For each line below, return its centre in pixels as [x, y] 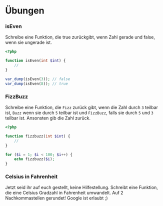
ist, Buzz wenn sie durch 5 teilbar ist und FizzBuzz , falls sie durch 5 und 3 [79, 113]
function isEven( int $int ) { [35, 61]
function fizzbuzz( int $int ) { [38, 136]
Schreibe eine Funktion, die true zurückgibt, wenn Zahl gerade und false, [80, 37]
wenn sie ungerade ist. [29, 42]
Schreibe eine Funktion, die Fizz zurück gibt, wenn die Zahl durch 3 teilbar [82, 107]
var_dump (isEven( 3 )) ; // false [38, 79]
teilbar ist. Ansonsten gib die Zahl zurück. [48, 118]
